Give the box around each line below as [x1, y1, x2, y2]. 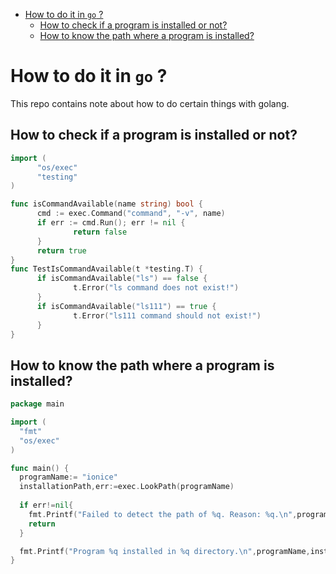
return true [36, 245, 87, 256]
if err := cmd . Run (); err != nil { [36, 218, 186, 228]
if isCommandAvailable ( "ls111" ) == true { [36, 301, 217, 311]
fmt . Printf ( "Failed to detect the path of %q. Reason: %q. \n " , [28, 509, 298, 519]
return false [73, 227, 128, 237]
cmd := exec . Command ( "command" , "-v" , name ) [36, 209, 226, 219]
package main [10, 399, 65, 409]
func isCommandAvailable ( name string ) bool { [10, 199, 203, 209]
